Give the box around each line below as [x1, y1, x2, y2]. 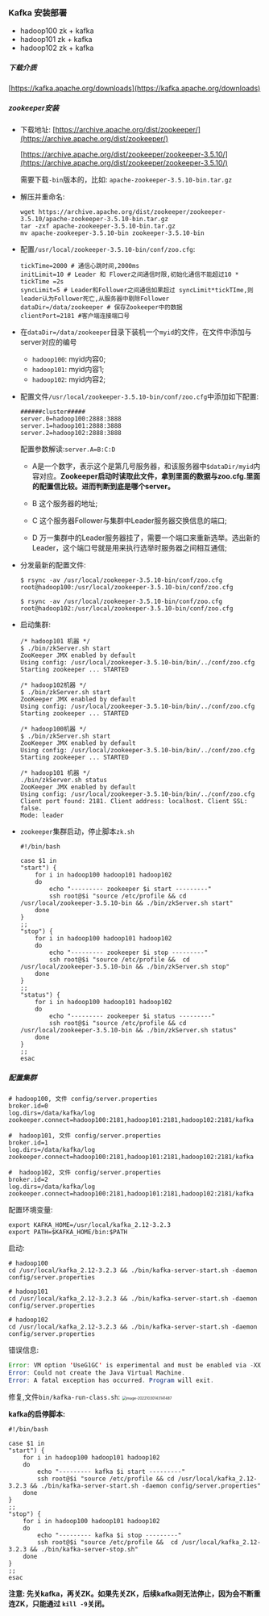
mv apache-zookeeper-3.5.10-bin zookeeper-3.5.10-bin [19, 229, 205, 237]
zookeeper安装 [8, 103, 60, 112]
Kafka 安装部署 [8, 6, 68, 18]
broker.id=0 [8, 1102, 48, 1111]
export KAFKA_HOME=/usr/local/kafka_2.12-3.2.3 [8, 1221, 172, 1229]
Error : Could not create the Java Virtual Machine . [8, 1369, 185, 1377]
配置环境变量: [8, 1205, 54, 1215]
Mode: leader [19, 811, 64, 820]
